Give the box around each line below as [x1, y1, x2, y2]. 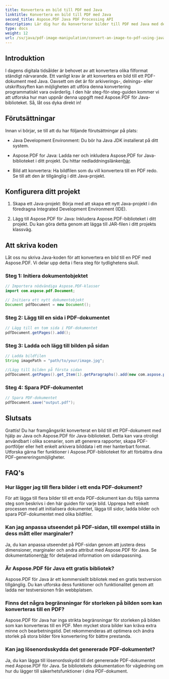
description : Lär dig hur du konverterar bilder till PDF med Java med [5, 21, 158, 27]
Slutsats [5, 414, 32, 423]
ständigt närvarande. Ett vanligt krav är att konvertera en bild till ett [5, 72, 144, 79]
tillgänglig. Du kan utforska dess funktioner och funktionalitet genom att [5, 581, 154, 587]
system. [12, 142, 29, 148]
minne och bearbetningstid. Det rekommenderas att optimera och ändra [5, 628, 154, 634]
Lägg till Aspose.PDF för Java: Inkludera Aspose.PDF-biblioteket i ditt [12, 216, 156, 222]
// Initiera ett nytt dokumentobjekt [5, 297, 84, 303]
